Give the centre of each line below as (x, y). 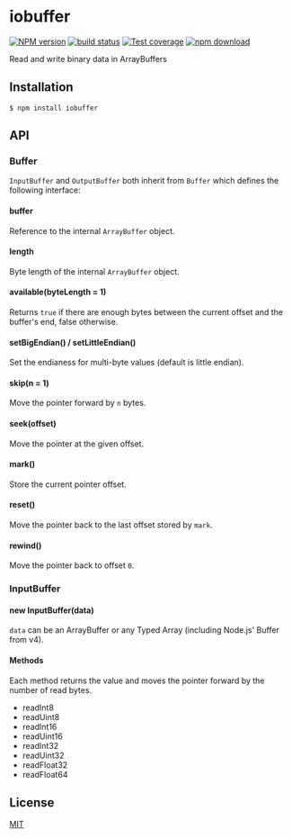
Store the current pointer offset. (68, 484)
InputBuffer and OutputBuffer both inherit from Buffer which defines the (144, 181)
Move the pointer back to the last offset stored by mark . (111, 525)
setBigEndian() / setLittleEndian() (73, 342)
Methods (27, 660)
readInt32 (40, 745)
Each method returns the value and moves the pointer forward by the (137, 680)
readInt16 (40, 726)
